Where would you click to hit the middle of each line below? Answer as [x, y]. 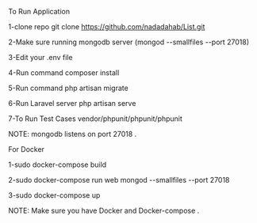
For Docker [27, 149]
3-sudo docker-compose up [54, 195]
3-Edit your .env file [40, 57]
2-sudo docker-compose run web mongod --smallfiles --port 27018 [119, 180]
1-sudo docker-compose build [58, 164]
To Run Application [39, 11]
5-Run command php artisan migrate [68, 88]
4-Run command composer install [64, 73]
